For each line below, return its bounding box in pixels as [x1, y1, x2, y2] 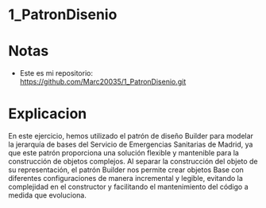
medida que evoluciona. [8, 190, 87, 200]
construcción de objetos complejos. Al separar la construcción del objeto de [8, 157, 258, 167]
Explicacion [8, 105, 87, 123]
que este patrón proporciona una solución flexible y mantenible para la [8, 148, 240, 158]
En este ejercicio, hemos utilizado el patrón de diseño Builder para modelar [8, 131, 254, 141]
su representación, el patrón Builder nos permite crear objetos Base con [8, 165, 245, 175]
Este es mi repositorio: [19, 69, 94, 78]
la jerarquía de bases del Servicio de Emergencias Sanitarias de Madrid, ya [8, 139, 253, 149]
